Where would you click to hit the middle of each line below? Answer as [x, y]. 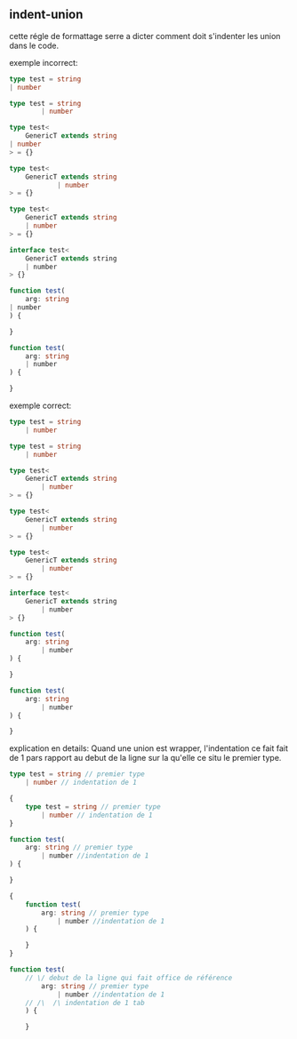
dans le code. [34, 45]
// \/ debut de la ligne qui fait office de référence [129, 978]
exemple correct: [40, 406]
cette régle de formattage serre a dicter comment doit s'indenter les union [145, 36]
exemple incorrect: [44, 62]
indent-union [46, 15]
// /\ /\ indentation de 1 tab [85, 1003]
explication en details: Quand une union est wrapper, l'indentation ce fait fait [149, 748]
